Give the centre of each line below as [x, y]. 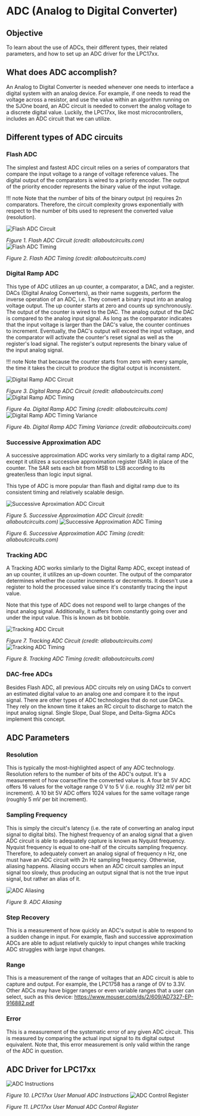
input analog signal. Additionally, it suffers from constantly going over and [97, 611]
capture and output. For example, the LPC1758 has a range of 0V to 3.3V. [96, 984]
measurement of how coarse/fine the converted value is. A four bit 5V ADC [99, 780]
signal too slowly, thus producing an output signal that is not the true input [97, 872]
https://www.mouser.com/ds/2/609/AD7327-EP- [134, 997]
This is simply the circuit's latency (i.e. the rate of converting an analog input [100, 828]
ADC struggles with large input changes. [56, 949]
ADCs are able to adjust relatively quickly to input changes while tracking [96, 943]
